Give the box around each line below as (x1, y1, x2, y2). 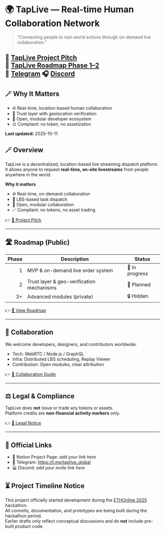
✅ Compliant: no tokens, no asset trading (12, 207, 96, 213)
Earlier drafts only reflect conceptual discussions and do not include (5, 518, 143, 524)
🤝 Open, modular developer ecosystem (12, 116, 92, 122)
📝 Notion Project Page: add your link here (12, 454, 96, 460)
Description (60, 255, 89, 262)
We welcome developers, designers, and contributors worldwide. (5, 341, 137, 347)
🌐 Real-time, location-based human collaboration (12, 105, 112, 111)
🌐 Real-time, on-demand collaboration (12, 191, 90, 196)
